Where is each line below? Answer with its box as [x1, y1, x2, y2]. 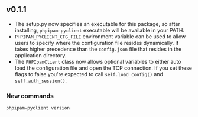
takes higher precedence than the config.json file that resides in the [14, 45, 182, 53]
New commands [6, 92, 54, 100]
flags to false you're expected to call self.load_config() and [14, 70, 164, 77]
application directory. [14, 51, 67, 58]
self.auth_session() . [14, 77, 67, 84]
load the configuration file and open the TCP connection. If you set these [14, 64, 193, 71]
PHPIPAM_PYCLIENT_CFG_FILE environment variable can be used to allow [14, 32, 186, 40]
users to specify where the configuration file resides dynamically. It [14, 39, 179, 46]
